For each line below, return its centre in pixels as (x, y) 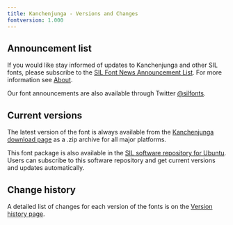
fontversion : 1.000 (35, 20)
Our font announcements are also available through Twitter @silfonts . (106, 93)
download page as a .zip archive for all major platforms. (87, 139)
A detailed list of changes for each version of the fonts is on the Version (110, 206)
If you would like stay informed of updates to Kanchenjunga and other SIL (112, 65)
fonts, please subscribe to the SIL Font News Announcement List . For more (115, 72)
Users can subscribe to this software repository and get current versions (111, 160)
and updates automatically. (46, 168)
